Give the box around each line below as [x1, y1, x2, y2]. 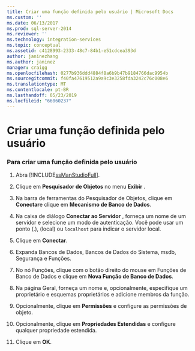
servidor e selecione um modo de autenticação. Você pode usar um [15, 219, 184, 226]
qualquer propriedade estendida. [15, 327, 97, 334]
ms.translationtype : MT [7, 81, 67, 87]
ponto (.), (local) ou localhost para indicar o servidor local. [15, 225, 161, 232]
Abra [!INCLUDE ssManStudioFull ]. [15, 171, 100, 178]
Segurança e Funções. [15, 255, 71, 262]
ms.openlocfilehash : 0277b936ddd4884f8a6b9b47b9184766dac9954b [7, 70, 169, 76]
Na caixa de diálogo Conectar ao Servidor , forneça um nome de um [15, 213, 187, 220]
